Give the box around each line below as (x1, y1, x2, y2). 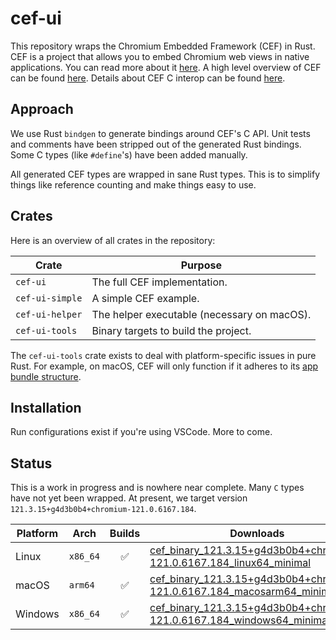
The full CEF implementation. (91, 275, 228, 289)
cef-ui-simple (15, 292, 83, 304)
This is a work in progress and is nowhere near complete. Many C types (10, 482, 305, 494)
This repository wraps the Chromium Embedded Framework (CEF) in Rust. (10, 40, 316, 52)
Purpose (180, 258, 223, 272)
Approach (10, 101, 74, 118)
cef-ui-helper (15, 308, 83, 320)
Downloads (229, 527, 285, 541)
